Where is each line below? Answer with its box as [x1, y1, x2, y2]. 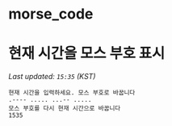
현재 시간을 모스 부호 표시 [8, 44, 166, 63]
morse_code [8, 5, 94, 23]
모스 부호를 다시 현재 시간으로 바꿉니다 [8, 104, 121, 113]
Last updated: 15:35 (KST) [8, 72, 96, 82]
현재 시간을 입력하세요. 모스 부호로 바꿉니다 [8, 89, 136, 97]
